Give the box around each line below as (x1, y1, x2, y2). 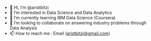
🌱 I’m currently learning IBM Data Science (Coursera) (9, 15, 116, 20)
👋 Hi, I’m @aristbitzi (9, 5, 49, 10)
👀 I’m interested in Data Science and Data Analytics (9, 10, 112, 15)
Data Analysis (9, 25, 37, 31)
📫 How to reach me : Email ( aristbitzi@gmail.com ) (9, 30, 110, 36)
